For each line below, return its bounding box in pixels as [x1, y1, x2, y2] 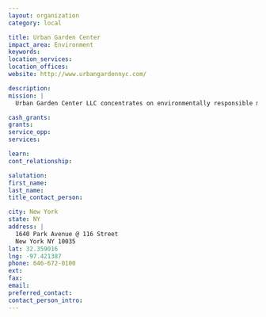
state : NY [8, 216, 41, 223]
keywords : [8, 48, 41, 56]
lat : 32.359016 [8, 245, 59, 253]
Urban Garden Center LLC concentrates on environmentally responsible [15, 99, 253, 107]
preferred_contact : [8, 288, 73, 297]
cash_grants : [8, 113, 51, 121]
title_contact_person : [8, 193, 83, 202]
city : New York [8, 208, 59, 216]
